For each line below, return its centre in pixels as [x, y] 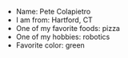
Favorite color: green [50, 45]
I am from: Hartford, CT [54, 20]
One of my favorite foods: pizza [68, 28]
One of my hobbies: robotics [63, 37]
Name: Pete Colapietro [53, 12]
